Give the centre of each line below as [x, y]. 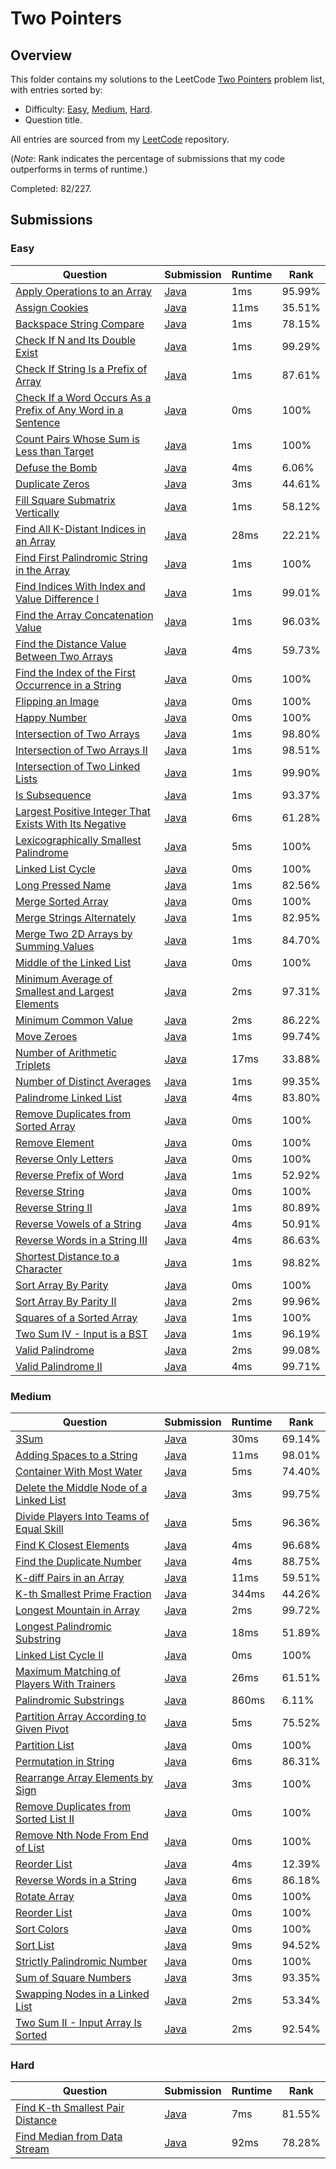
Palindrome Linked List [69, 1097]
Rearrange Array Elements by [84, 1777]
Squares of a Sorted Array [76, 1317]
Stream [32, 2149]
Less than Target [55, 451]
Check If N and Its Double [76, 340]
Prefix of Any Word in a [69, 410]
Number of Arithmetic [66, 1052]
